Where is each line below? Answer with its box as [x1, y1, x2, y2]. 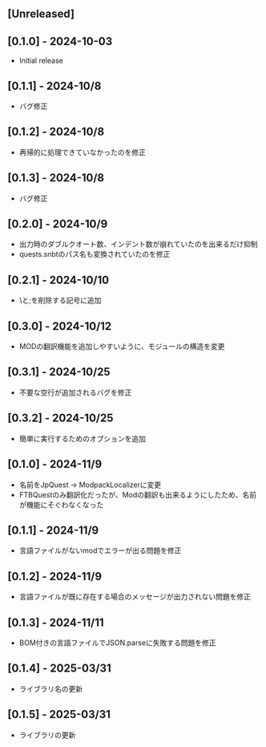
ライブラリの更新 [18, 730, 76, 740]
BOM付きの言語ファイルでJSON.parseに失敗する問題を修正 [18, 638, 216, 648]
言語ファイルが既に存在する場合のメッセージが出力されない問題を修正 [18, 592, 252, 602]
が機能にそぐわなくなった [18, 500, 104, 510]
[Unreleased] [7, 7, 75, 21]
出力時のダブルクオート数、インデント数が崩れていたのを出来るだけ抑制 [18, 239, 258, 249]
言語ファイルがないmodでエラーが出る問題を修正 [18, 546, 182, 555]
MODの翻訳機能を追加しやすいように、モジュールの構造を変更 [18, 342, 225, 351]
